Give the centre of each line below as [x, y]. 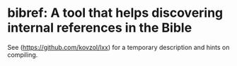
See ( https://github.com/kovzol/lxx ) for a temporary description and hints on [118, 47]
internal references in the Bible [100, 28]
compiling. [23, 55]
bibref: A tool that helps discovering [115, 13]
